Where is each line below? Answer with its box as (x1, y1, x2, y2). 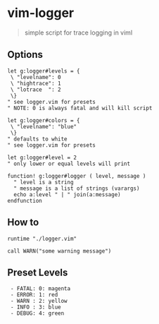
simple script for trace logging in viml (24, 28, 133, 37)
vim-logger (7, 5, 75, 21)
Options (7, 49, 44, 61)
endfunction (7, 197, 42, 204)
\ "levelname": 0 (10, 73, 61, 80)
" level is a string (13, 179, 74, 186)
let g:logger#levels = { (7, 67, 80, 75)
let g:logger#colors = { (7, 116, 80, 124)
